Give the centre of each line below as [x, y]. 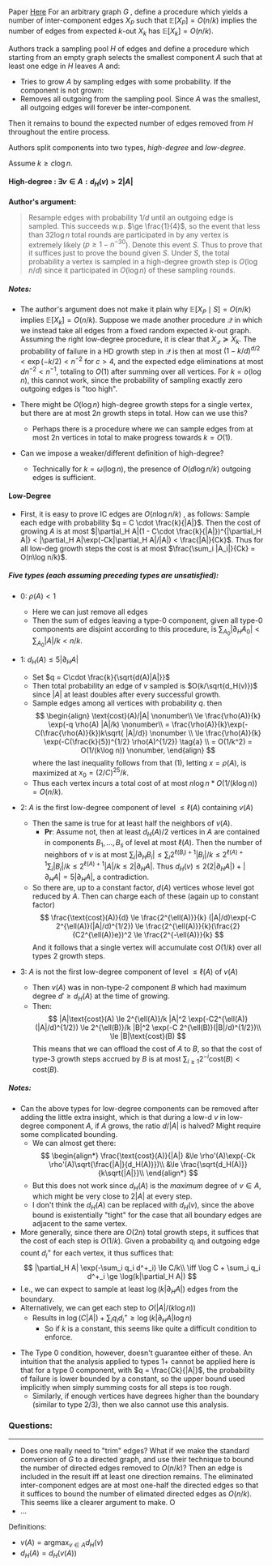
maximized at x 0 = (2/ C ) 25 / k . [81, 773]
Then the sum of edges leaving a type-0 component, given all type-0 [147, 620]
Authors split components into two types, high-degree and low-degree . [127, 147]
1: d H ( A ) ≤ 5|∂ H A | [49, 660]
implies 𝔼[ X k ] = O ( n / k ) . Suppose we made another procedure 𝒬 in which [141, 321]
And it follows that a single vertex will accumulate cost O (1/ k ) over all [147, 947]
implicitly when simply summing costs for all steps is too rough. [126, 1387]
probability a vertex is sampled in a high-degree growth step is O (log [142, 262]
